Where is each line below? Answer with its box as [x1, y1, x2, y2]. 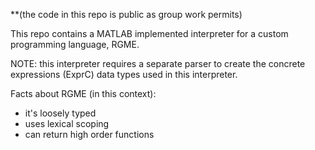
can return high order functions [24, 129, 155, 140]
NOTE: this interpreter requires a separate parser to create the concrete [10, 58, 306, 69]
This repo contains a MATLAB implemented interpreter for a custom [10, 28, 289, 39]
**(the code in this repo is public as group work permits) [10, 9, 243, 20]
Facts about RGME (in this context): [10, 88, 157, 99]
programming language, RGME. [10, 39, 140, 50]
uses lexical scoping [24, 118, 110, 129]
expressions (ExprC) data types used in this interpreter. [10, 69, 238, 80]
